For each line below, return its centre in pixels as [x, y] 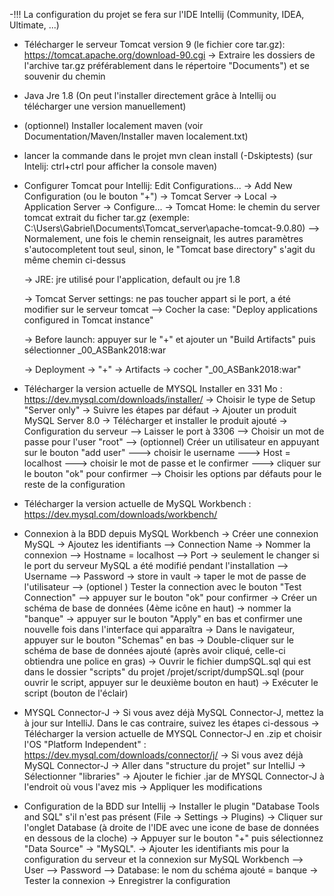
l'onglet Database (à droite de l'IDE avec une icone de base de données [171, 827]
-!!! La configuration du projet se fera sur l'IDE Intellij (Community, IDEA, [157, 14]
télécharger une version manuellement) [105, 106]
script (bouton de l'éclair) [76, 693]
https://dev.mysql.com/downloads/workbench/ [120, 514]
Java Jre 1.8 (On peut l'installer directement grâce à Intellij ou [150, 95]
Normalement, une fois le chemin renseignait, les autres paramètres [163, 238]
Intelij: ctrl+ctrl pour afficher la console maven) [120, 166]
